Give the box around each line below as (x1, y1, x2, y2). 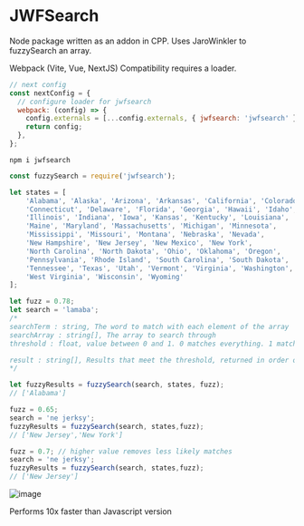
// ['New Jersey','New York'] (9, 430, 124, 440)
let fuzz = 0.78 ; (9, 297, 75, 307)
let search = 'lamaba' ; (9, 306, 100, 315)
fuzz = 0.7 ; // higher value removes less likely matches (9, 446, 233, 456)
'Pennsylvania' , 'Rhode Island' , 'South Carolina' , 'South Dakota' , (25, 255, 290, 264)
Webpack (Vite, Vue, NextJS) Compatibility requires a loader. (9, 63, 237, 73)
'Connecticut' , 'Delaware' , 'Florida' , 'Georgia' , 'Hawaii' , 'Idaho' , (25, 205, 298, 214)
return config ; (25, 122, 83, 131)
